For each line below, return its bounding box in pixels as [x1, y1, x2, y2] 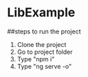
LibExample [7, 5, 76, 20]
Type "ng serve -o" [16, 62, 72, 70]
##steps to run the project [7, 27, 81, 35]
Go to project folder [16, 48, 73, 56]
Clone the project [16, 40, 67, 48]
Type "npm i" [16, 55, 55, 63]
